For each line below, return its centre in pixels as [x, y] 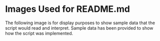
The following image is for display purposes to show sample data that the [80, 23]
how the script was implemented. [39, 33]
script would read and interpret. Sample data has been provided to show [79, 28]
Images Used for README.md [68, 9]
